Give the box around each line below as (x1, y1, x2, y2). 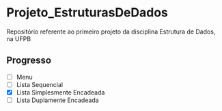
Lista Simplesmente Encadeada (16, 88, 105, 97)
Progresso (6, 55, 52, 66)
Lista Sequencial (16, 80, 63, 88)
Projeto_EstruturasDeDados (6, 5, 169, 21)
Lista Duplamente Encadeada (16, 96, 100, 104)
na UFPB (6, 34, 31, 42)
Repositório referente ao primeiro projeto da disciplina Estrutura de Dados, (6, 27, 216, 36)
